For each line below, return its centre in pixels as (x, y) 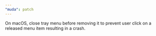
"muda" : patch (19, 9)
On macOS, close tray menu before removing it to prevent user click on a (78, 23)
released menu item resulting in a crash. (45, 28)
